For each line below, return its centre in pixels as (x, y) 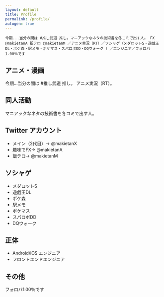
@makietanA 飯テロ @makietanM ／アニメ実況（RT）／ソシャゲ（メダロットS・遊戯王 (82, 43)
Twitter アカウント (34, 130)
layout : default (22, 10)
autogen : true (20, 24)
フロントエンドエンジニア (39, 259)
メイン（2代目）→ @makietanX (44, 143)
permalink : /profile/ (28, 19)
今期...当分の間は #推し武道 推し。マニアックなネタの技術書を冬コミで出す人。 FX (80, 38)
